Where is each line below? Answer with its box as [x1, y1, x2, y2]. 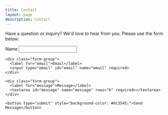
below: [5, 36, 19, 42]
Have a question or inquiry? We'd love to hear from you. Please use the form [5, 31, 163, 37]
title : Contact [5, 7, 37, 13]
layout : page [5, 12, 33, 17]
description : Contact [5, 17, 51, 22]
